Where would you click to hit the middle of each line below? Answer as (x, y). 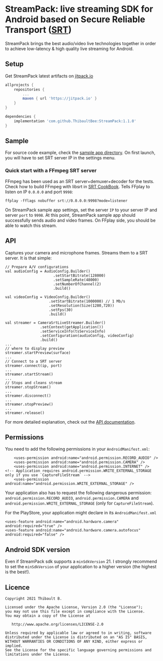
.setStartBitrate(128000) (79, 276)
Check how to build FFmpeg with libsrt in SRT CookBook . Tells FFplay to (78, 186)
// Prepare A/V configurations (37, 267)
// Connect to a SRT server (34, 361)
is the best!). (18, 572)
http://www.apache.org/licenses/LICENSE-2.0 (58, 624)
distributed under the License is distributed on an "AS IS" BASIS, (76, 637)
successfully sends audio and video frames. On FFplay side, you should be (81, 220)
